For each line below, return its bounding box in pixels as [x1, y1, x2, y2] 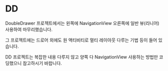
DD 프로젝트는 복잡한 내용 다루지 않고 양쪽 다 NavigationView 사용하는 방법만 [5, 53, 158, 60]
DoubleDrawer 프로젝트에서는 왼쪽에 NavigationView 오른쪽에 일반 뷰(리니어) [5, 20, 160, 26]
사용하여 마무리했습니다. [5, 26, 53, 32]
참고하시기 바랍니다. [22, 60, 62, 66]
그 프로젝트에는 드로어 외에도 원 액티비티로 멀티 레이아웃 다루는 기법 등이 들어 [5, 37, 157, 43]
